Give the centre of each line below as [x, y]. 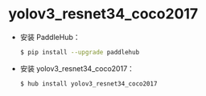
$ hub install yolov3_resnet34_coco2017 [89, 84]
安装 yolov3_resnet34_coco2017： [77, 68]
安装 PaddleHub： [50, 37]
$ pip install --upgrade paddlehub [80, 52]
